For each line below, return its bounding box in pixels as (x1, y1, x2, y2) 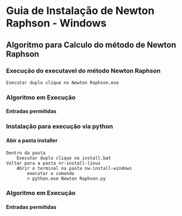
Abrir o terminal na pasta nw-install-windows (16, 165, 132, 171)
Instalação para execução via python (6, 122, 113, 131)
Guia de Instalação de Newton (6, 4, 155, 18)
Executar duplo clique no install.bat (16, 155, 111, 161)
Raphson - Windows (6, 16, 107, 30)
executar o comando (27, 170, 75, 176)
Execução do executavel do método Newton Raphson (6, 66, 161, 74)
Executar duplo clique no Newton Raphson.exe (6, 80, 119, 85)
